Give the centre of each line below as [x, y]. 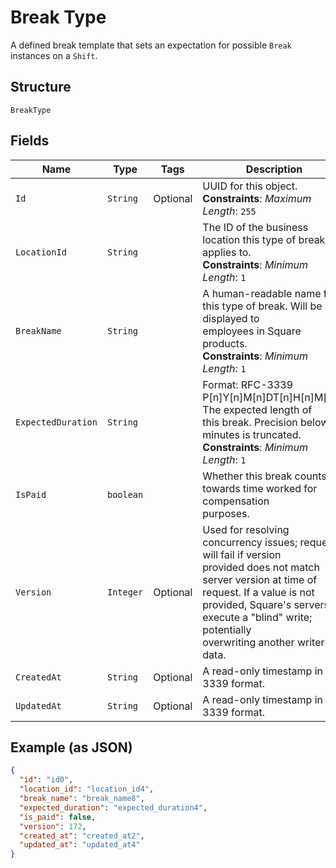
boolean [125, 494]
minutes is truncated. [252, 434]
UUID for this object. [250, 186]
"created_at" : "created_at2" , [82, 836]
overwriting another [248, 642]
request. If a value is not [258, 592]
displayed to [231, 318]
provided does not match [261, 567]
